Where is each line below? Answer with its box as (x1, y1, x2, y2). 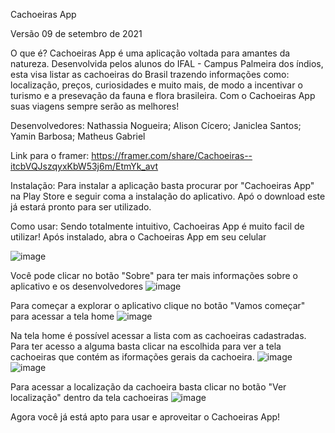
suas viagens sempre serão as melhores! (10, 100, 180, 112)
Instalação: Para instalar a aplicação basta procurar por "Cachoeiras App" (10, 180, 315, 191)
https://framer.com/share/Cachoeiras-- (91, 150, 253, 161)
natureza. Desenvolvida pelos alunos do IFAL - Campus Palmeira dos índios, (10, 58, 324, 69)
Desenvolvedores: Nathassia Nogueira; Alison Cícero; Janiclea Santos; (10, 120, 302, 131)
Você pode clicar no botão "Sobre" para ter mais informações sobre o (10, 270, 298, 281)
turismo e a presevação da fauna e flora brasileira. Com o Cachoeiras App (10, 90, 316, 101)
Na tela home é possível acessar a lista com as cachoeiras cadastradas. (10, 330, 307, 341)
